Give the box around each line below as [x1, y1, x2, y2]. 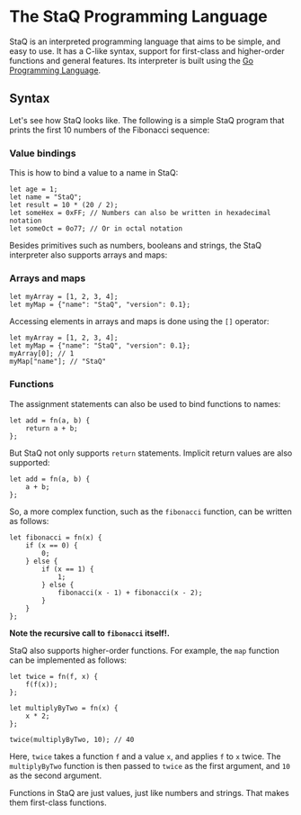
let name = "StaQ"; [9, 193, 83, 202]
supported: [9, 457, 50, 467]
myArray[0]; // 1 [9, 349, 75, 358]
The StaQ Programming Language [9, 6, 268, 27]
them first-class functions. [9, 797, 107, 808]
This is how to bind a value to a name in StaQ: [9, 168, 179, 178]
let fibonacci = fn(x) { [9, 533, 102, 542]
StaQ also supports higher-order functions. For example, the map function [9, 645, 280, 656]
